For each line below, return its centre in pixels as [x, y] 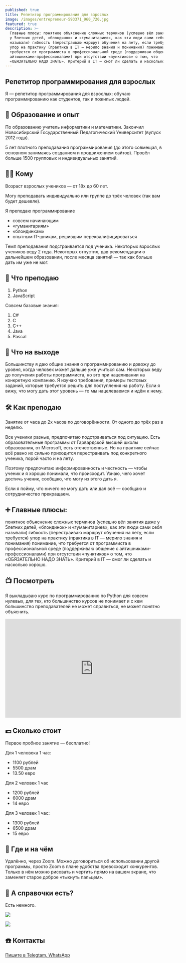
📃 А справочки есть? [39, 893]
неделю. [14, 427]
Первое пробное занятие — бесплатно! [48, 743]
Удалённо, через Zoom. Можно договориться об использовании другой [82, 861]
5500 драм [24, 767]
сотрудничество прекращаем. [38, 494]
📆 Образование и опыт [42, 115]
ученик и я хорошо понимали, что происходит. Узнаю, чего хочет [75, 473]
